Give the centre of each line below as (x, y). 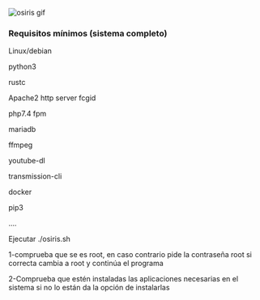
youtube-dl (27, 161)
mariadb (22, 129)
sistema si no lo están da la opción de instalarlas (89, 288)
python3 (22, 67)
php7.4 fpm (28, 114)
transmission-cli (35, 176)
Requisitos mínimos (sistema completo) (88, 33)
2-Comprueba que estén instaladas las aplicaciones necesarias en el (124, 279)
